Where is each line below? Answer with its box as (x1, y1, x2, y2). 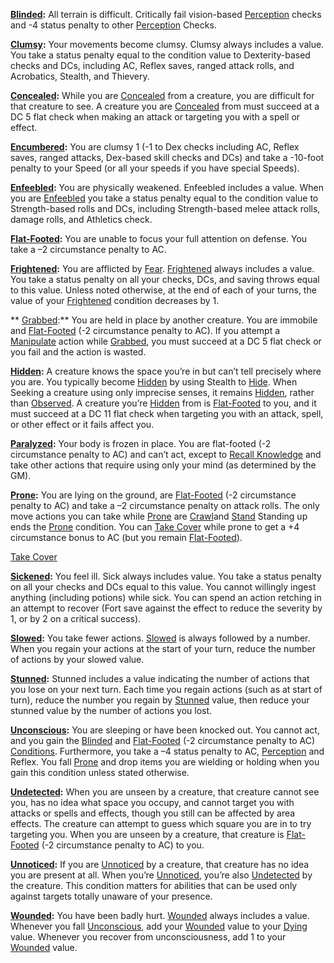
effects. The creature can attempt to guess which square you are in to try (10, 818, 312, 829)
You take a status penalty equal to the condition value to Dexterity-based (10, 49, 311, 61)
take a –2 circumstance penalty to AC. (10, 244, 167, 255)
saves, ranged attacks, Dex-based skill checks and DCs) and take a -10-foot (10, 152, 325, 163)
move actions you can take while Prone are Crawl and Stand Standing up (10, 510, 308, 522)
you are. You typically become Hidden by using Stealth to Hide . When (10, 376, 298, 388)
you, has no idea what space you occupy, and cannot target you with (10, 797, 295, 808)
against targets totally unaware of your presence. (10, 890, 213, 902)
